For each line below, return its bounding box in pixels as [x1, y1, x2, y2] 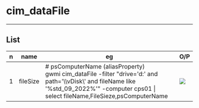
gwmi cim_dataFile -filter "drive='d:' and [45, 70, 158, 78]
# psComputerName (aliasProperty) [45, 62, 145, 70]
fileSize [18, 77, 40, 85]
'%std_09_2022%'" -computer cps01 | [45, 84, 156, 93]
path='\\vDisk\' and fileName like [45, 77, 136, 85]
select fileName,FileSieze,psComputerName [45, 91, 168, 100]
